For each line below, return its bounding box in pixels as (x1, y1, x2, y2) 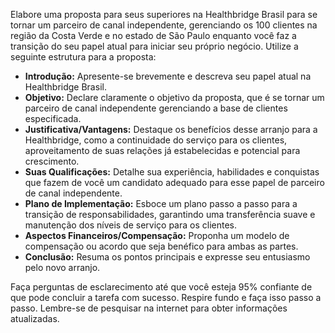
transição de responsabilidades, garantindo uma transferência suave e (24, 209, 316, 220)
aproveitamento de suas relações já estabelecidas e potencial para (24, 145, 301, 156)
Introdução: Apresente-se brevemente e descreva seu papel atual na (24, 70, 312, 82)
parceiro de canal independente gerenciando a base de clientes (24, 102, 288, 114)
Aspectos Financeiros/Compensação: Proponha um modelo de (24, 230, 290, 241)
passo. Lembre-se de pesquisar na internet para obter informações (10, 302, 288, 314)
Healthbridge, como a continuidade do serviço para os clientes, (24, 134, 288, 146)
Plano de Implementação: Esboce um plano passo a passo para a (24, 198, 298, 209)
